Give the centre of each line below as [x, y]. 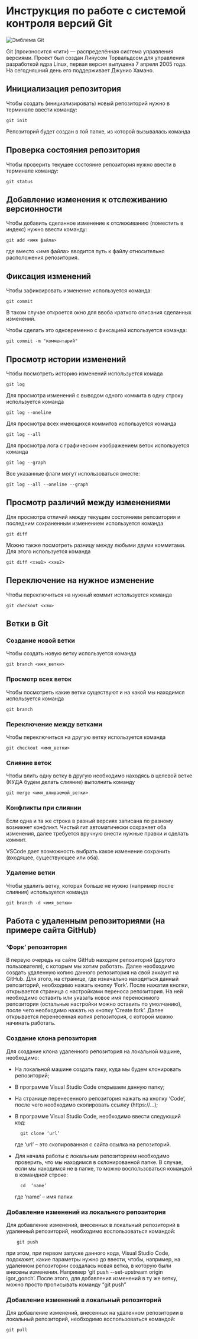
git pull [17, 1330]
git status [20, 181]
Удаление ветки [31, 873]
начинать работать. [31, 1023]
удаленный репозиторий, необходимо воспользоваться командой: [91, 1231]
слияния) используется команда [47, 892]
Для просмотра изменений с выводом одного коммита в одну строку [95, 395]
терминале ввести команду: [42, 109]
